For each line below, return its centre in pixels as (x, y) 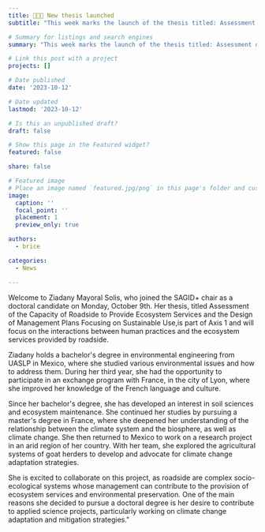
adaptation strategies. (44, 462)
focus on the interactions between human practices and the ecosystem (124, 331)
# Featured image (37, 181)
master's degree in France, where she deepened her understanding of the (129, 420)
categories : (28, 260)
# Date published (37, 81)
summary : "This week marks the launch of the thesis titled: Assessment (130, 44)
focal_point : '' (42, 210)
